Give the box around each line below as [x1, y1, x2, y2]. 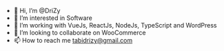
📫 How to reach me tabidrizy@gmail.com [13, 37, 133, 44]
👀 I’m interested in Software [13, 14, 93, 22]
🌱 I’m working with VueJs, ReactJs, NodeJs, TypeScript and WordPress [13, 21, 217, 29]
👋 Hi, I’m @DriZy [13, 7, 61, 14]
